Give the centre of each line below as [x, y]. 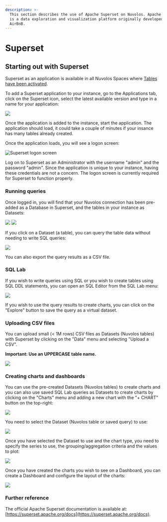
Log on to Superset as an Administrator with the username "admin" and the [82, 163]
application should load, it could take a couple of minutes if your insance [79, 128]
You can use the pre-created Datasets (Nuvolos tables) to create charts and [83, 387]
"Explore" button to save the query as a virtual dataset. [61, 310]
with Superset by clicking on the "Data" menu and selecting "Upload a [77, 339]
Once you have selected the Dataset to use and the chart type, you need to [82, 441]
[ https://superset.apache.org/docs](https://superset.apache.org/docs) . [78, 514]
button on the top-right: [29, 403]
